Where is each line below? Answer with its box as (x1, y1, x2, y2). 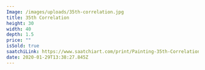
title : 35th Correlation (6, 15, 70, 21)
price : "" (6, 37, 32, 43)
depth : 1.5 (6, 32, 34, 38)
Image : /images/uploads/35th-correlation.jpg (6, 9, 124, 15)
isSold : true (6, 43, 40, 49)
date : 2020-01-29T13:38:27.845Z (6, 54, 88, 60)
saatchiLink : (6, 49, 40, 55)
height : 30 (6, 20, 34, 26)
